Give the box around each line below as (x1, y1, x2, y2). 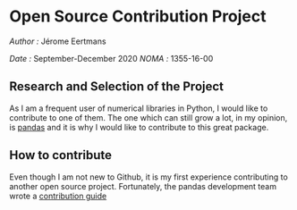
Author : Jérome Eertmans (9, 36, 106, 46)
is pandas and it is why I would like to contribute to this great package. (9, 122, 269, 132)
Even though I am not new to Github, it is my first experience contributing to (9, 172, 288, 182)
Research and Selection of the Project (9, 79, 225, 95)
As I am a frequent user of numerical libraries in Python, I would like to (9, 103, 268, 113)
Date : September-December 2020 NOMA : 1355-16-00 (9, 53, 214, 63)
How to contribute (9, 147, 113, 163)
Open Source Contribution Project (9, 6, 267, 27)
